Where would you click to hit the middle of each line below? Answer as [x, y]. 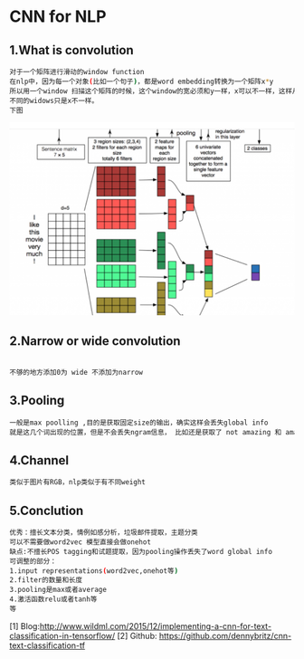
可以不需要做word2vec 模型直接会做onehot [81, 542]
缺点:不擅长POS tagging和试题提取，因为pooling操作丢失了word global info [141, 551]
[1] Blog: [25, 626]
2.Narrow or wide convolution [95, 341]
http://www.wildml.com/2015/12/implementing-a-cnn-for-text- [156, 626]
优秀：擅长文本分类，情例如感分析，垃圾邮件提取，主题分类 [104, 533]
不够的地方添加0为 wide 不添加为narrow [76, 373]
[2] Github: [137, 635]
